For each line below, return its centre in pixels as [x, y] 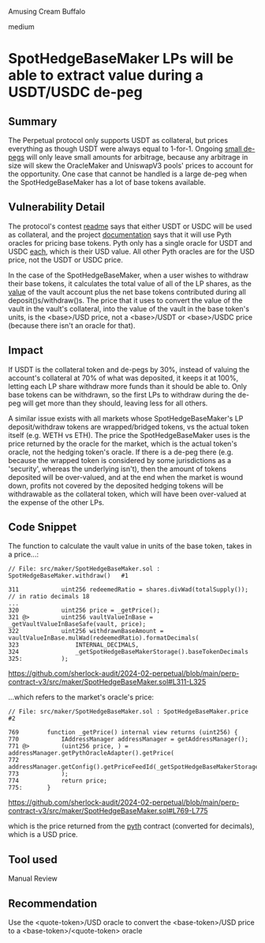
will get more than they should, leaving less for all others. [115, 403]
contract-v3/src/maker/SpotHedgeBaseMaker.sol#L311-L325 [107, 682]
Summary [33, 121]
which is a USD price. [43, 835]
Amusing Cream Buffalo [47, 11]
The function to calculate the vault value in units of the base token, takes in [130, 546]
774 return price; [58, 781]
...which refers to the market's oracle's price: [81, 697]
